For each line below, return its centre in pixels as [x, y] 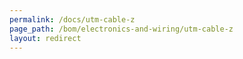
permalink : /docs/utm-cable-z [72, 19]
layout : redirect [45, 38]
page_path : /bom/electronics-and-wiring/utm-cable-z [121, 29]
